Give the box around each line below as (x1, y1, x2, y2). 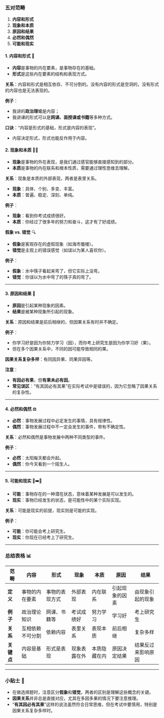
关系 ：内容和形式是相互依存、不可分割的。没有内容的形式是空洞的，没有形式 (5, 81, 159, 87)
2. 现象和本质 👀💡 (5, 147, 39, 153)
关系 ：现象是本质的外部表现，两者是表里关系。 (5, 175, 99, 181)
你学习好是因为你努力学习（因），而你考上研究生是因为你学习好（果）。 (12, 340, 154, 346)
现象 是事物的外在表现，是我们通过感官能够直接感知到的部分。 (12, 159, 137, 165)
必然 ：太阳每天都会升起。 (12, 455, 64, 461)
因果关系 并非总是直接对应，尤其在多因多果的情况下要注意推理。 (12, 695, 141, 701)
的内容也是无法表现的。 (5, 87, 52, 93)
